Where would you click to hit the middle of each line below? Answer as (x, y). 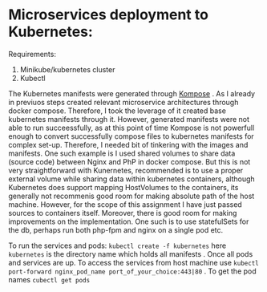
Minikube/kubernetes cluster (67, 69)
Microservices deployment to (108, 15)
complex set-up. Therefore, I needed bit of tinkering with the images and (128, 144)
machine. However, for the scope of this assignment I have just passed (125, 204)
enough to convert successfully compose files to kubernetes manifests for (131, 136)
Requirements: (32, 54)
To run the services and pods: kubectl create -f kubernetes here (117, 245)
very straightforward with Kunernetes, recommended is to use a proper (126, 170)
